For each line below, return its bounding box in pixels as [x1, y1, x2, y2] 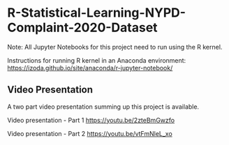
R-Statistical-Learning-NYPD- [7, 5, 186, 21]
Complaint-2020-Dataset [7, 20, 158, 36]
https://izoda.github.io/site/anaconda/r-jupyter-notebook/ [7, 63, 173, 72]
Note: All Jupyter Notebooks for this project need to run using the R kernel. [7, 43, 223, 51]
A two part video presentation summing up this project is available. [7, 102, 200, 111]
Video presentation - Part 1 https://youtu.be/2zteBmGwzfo [7, 116, 175, 124]
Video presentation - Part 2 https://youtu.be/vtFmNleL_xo [7, 129, 172, 137]
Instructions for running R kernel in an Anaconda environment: [7, 56, 186, 64]
